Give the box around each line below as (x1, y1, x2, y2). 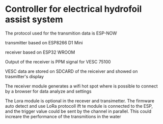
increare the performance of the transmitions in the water (5, 113, 121, 119)
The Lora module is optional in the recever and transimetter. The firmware (5, 97, 155, 104)
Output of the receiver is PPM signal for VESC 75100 (5, 59, 111, 64)
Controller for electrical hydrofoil (5, 3, 142, 15)
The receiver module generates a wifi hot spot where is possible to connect (5, 83, 158, 89)
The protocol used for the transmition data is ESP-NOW (5, 30, 117, 36)
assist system (5, 14, 63, 25)
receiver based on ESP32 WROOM (5, 49, 75, 55)
